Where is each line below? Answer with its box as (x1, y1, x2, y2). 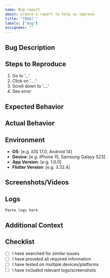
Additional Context (5, 221, 63, 229)
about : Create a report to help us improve (5, 12, 95, 17)
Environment (5, 136, 45, 144)
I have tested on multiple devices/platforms (12, 261, 99, 267)
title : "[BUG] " (5, 16, 38, 21)
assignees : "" (5, 25, 34, 30)
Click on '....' (12, 78, 37, 84)
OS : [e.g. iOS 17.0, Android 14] (12, 148, 73, 154)
